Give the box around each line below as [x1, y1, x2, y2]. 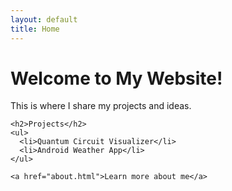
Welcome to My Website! [10, 67, 223, 90]
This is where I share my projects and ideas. [10, 100, 192, 112]
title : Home [10, 24, 60, 34]
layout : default [10, 14, 78, 25]
